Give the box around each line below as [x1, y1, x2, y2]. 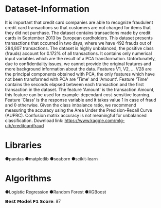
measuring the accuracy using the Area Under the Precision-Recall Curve [5, 107, 152, 113]
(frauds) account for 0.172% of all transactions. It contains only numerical [5, 50, 152, 56]
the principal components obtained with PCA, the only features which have [5, 71, 155, 77]
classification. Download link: [5, 118, 64, 123]
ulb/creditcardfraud [5, 122, 44, 128]
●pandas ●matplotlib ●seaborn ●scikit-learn [5, 156, 98, 161]
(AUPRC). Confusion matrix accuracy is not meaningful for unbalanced [5, 112, 147, 118]
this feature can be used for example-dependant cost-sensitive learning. [5, 91, 151, 98]
